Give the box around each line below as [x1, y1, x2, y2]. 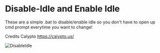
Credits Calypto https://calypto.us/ [5, 33, 74, 39]
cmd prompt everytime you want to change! [5, 24, 93, 30]
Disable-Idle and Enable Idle [5, 3, 120, 14]
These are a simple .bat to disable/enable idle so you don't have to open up [5, 19, 156, 25]
